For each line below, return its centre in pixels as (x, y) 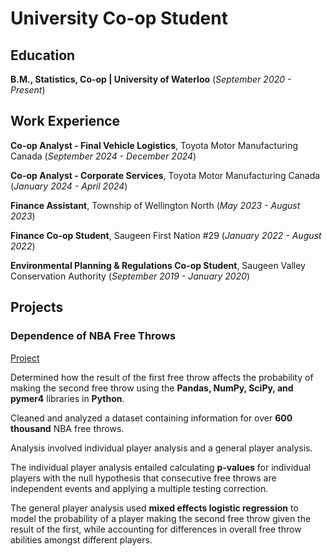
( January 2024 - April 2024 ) (69, 186)
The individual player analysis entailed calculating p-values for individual (161, 467)
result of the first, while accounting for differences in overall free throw (156, 529)
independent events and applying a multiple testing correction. (139, 488)
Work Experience (65, 121)
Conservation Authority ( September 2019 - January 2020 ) (130, 276)
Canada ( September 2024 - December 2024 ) (103, 156)
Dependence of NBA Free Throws (93, 336)
